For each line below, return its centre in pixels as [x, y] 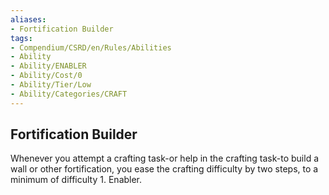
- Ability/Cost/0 [46, 76]
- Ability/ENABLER [48, 66]
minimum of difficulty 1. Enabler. [76, 180]
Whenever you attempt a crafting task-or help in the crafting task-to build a [165, 158]
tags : [21, 38]
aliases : [28, 19]
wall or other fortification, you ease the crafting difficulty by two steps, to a [164, 169]
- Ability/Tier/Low [51, 85]
